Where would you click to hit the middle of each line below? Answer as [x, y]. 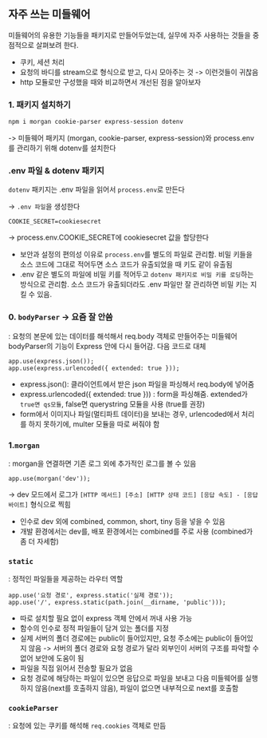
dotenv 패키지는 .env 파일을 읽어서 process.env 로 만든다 [96, 189]
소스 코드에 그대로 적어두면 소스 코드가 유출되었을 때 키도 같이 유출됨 [126, 264]
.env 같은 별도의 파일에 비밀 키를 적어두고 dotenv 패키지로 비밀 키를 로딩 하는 [137, 275]
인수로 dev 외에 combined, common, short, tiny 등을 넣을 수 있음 [122, 521]
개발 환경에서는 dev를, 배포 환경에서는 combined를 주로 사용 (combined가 [136, 531]
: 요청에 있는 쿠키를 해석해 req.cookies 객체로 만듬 [87, 726]
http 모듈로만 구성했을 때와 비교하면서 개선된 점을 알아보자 [110, 81]
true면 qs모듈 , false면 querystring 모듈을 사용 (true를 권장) [112, 404]
